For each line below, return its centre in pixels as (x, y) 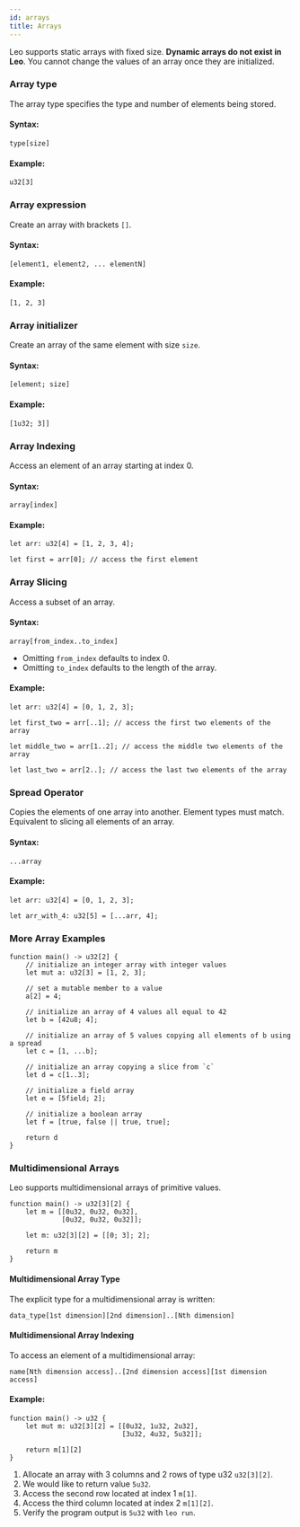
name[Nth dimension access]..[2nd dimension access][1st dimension (138, 1372)
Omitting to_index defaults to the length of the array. (119, 667)
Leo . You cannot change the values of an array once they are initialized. (142, 61)
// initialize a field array (80, 1091)
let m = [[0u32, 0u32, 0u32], (82, 1212)
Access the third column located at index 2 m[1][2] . (118, 1503)
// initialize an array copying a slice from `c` (120, 1067)
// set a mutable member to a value (94, 989)
